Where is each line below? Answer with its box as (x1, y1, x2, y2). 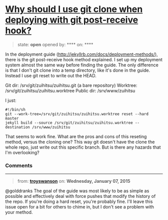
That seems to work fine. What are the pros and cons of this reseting (5, 133, 147, 139)
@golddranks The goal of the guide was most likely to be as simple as (5, 188, 149, 194)
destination (5, 125, 30, 130)
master (5, 116, 19, 121)
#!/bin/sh (5, 107, 26, 112)
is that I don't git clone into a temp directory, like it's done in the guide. (5, 67, 150, 73)
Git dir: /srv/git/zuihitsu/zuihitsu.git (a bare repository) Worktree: (5, 82, 137, 88)
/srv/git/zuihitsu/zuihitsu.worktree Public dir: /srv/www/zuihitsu (5, 87, 135, 93)
